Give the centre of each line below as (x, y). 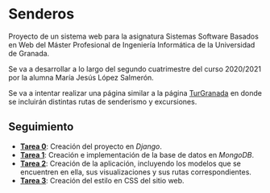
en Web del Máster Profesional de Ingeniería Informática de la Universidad (132, 44)
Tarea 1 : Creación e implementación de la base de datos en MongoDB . (137, 154)
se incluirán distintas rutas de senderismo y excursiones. (103, 101)
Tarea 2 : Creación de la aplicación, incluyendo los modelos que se (131, 163)
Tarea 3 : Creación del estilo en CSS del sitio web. (102, 180)
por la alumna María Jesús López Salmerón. (81, 77)
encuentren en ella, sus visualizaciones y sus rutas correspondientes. (136, 172)
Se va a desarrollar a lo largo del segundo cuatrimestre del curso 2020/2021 (135, 68)
